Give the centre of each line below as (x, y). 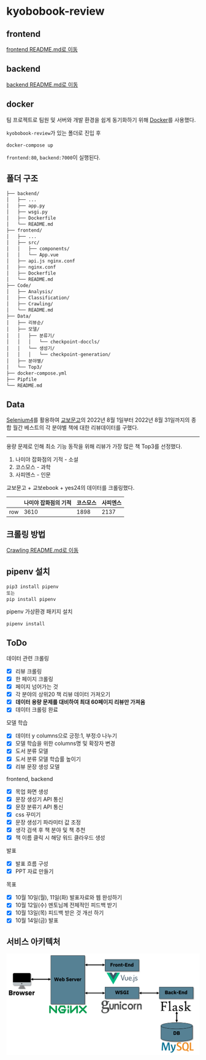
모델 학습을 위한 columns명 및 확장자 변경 (65, 744)
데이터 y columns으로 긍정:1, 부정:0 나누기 (66, 736)
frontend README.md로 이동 (42, 49)
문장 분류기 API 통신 (39, 807)
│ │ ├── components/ (38, 249)
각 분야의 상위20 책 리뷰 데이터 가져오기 (63, 695)
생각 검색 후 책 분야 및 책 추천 (50, 829)
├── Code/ (19, 286)
